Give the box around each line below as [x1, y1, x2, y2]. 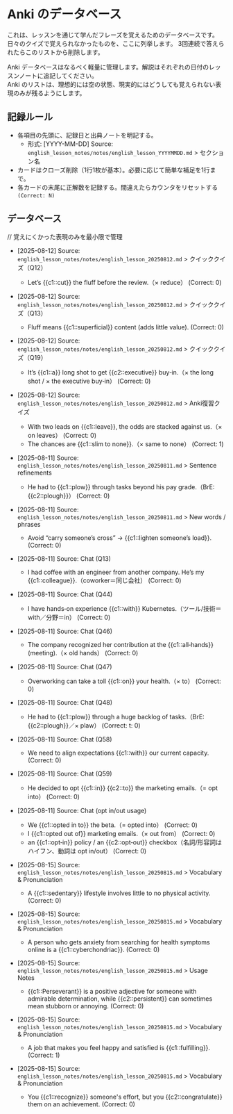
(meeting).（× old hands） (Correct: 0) [27, 648, 139, 657]
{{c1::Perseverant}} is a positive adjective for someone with [27, 987, 197, 995]
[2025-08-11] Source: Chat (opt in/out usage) [17, 806, 147, 814]
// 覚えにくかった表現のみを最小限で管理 [7, 232, 123, 240]
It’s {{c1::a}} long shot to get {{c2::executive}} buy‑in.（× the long [27, 368, 214, 376]
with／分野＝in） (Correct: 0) [27, 613, 111, 621]
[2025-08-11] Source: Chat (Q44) [17, 590, 113, 598]
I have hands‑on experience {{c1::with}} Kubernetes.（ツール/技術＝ [27, 604, 222, 612]
